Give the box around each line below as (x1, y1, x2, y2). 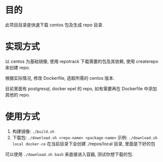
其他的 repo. (5, 92, 31, 98)
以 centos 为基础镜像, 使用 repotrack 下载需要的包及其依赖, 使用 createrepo (5, 58, 159, 64)
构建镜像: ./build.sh (12, 128, 55, 134)
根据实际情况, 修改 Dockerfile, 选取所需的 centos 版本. (5, 75, 115, 81)
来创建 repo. (5, 64, 31, 70)
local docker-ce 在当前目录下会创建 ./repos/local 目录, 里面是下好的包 (12, 141, 156, 147)
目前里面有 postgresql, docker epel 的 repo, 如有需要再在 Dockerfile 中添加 (5, 85, 157, 92)
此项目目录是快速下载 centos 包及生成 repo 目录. (5, 22, 104, 28)
